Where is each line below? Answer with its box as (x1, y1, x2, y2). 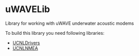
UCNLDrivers (12, 39, 40, 46)
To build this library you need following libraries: (5, 30, 104, 36)
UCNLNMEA (12, 45, 39, 51)
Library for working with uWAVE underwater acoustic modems (5, 20, 134, 26)
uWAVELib (5, 4, 50, 15)
